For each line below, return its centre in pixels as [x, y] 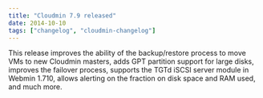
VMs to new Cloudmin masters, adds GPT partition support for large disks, [131, 61]
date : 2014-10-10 [37, 23]
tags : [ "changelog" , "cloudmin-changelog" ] [82, 30]
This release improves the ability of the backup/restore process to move [127, 53]
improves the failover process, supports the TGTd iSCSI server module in [129, 70]
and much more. [35, 87]
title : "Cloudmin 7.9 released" [62, 16]
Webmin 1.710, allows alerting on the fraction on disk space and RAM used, [132, 78]
